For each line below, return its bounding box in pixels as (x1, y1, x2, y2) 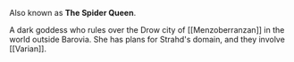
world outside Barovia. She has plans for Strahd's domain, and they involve (9, 35, 286, 44)
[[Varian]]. (9, 43, 47, 54)
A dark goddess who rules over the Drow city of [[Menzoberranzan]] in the (9, 25, 285, 35)
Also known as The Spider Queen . (9, 8, 137, 18)
